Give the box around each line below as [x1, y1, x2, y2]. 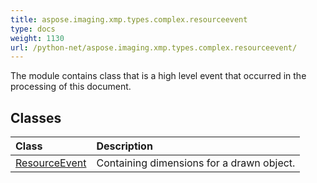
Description [96, 139, 153, 153]
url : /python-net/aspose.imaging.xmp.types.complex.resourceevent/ [10, 42, 298, 53]
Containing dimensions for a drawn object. [96, 156, 296, 170]
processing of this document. [10, 81, 132, 93]
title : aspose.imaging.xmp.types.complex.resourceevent [10, 14, 248, 25]
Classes [10, 109, 62, 126]
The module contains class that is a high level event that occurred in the [10, 70, 307, 82]
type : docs [10, 24, 56, 34]
